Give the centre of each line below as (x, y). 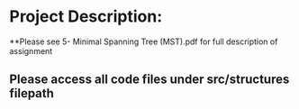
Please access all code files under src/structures (149, 80)
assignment (31, 50)
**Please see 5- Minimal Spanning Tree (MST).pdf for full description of (144, 41)
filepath (32, 93)
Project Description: (86, 17)
